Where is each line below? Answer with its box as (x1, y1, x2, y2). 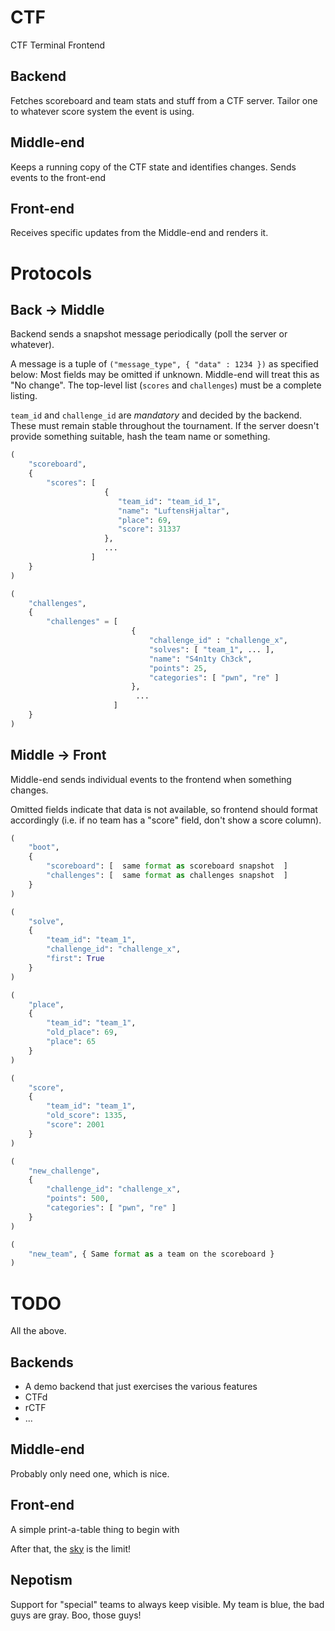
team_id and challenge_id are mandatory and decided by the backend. (10, 409, 303, 421)
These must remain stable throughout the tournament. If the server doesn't (10, 420, 320, 432)
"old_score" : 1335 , (46, 1111, 128, 1121)
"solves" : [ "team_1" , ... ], (148, 644, 275, 655)
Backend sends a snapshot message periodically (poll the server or (10, 328, 288, 340)
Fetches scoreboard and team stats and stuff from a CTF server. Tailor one (10, 94, 318, 106)
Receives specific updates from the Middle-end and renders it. (10, 227, 269, 239)
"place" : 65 (46, 1037, 97, 1047)
